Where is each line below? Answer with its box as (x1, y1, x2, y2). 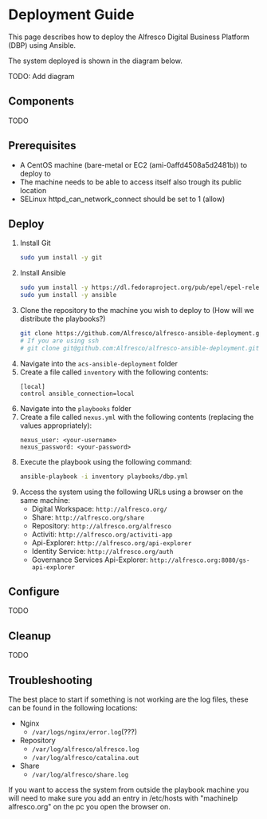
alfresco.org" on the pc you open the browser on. (8, 801, 171, 811)
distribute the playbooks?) (19, 314, 106, 323)
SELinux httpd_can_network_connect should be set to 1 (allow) (19, 194, 226, 204)
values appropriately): (19, 421, 92, 430)
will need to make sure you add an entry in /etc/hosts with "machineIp (8, 793, 238, 803)
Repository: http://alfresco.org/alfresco (31, 520, 171, 530)
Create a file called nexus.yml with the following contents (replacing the (19, 412, 254, 421)
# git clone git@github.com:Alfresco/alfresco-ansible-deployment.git (19, 344, 260, 352)
